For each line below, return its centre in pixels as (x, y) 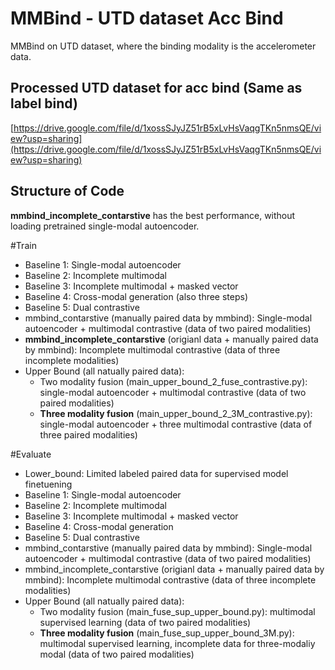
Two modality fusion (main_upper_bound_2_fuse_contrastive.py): (173, 381)
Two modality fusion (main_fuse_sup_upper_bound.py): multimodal (177, 611)
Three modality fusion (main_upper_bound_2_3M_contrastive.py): (176, 413)
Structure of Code (67, 191)
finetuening (48, 484)
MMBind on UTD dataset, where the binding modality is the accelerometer (163, 46)
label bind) (44, 103)
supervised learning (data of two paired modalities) (145, 622)
